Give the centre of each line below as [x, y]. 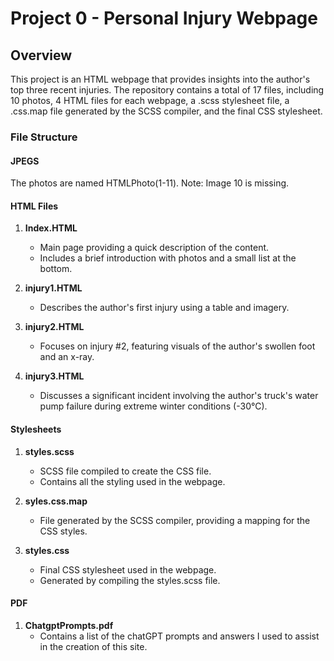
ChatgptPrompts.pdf [69, 625]
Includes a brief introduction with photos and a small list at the [168, 258]
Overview [41, 55]
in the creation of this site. [93, 646]
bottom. [56, 269]
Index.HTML [51, 228]
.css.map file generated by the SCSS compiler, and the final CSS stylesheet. [166, 111]
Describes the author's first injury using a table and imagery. [164, 308]
